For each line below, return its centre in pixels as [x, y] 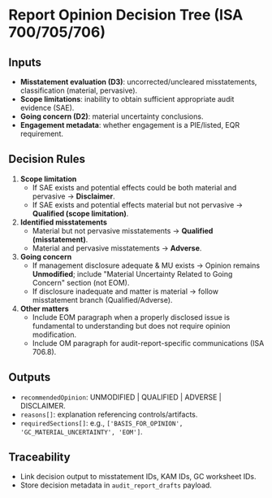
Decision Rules [47, 159]
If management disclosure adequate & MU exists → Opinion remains [146, 265]
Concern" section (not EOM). [81, 282]
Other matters [44, 308]
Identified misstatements [64, 222]
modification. [54, 334]
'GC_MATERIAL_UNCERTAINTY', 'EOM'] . [82, 431]
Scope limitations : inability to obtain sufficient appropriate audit [127, 99]
